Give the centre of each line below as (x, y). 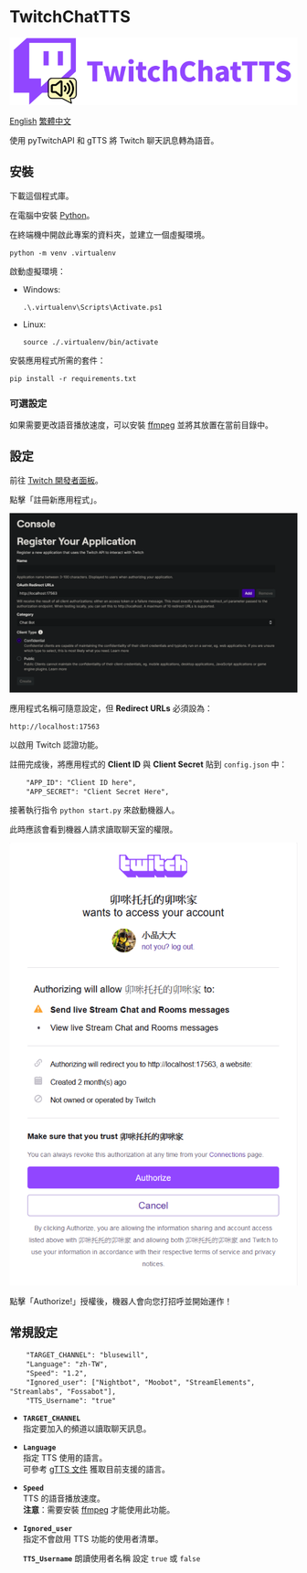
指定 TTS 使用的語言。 (65, 1458)
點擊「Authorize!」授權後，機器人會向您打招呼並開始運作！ (121, 1301)
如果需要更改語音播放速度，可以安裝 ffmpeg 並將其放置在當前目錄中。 (142, 425)
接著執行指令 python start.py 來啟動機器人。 (95, 810)
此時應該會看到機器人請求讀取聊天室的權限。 (94, 829)
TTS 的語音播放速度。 (64, 1499)
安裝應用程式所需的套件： (58, 360)
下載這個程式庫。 (42, 196)
